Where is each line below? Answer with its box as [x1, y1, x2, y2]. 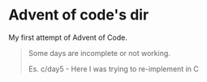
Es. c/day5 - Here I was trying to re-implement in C [28, 63, 199, 74]
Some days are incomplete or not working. [28, 48, 170, 58]
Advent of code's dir [8, 6, 149, 24]
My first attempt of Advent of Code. [8, 32, 127, 42]
